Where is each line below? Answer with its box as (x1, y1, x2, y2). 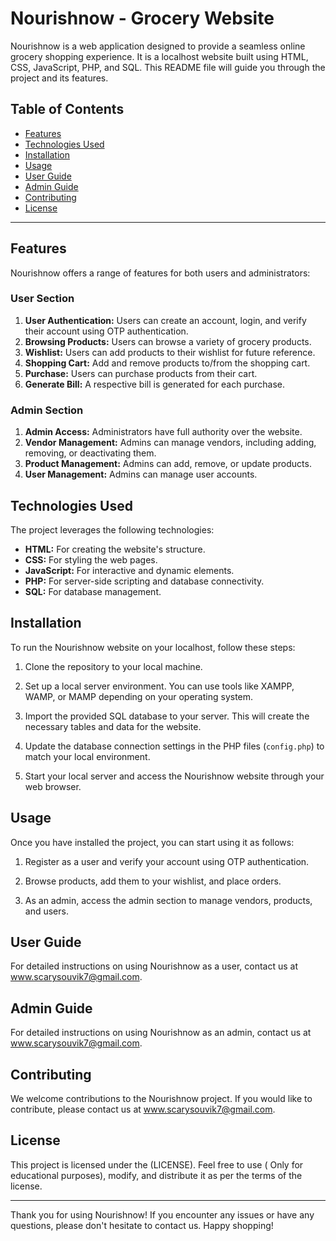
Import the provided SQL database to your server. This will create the (24, 710, 310, 722)
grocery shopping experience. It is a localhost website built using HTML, (10, 50, 309, 62)
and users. (24, 905, 69, 917)
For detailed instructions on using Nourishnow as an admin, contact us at (10, 1027, 312, 1039)
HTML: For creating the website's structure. (24, 543, 206, 555)
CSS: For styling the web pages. (24, 553, 158, 566)
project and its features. (10, 72, 109, 84)
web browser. (24, 780, 82, 792)
